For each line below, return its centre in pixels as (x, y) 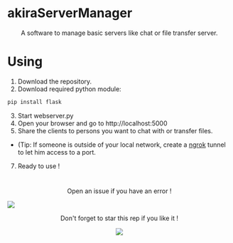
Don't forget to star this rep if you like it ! (119, 218)
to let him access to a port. (56, 152)
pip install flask (34, 102)
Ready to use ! (39, 166)
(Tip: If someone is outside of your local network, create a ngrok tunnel (121, 145)
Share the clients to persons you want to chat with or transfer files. (115, 130)
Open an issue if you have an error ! (119, 191)
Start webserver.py (45, 115)
